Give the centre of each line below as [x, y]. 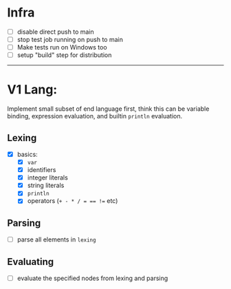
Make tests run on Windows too [62, 47]
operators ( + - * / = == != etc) [73, 201]
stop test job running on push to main [70, 40]
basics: [27, 154]
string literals [46, 185]
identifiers [42, 170]
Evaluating [31, 262]
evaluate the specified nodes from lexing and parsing [92, 278]
